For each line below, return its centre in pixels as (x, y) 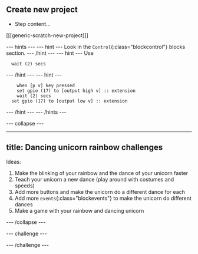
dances (24, 204)
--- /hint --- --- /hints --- (36, 112)
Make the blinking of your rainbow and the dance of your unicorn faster (101, 173)
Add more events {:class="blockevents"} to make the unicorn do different (103, 198)
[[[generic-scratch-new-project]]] (47, 35)
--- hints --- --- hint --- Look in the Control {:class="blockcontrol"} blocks (96, 47)
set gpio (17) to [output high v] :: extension (76, 91)
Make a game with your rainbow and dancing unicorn (79, 210)
